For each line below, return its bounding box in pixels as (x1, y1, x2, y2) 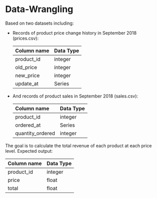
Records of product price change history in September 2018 (12, 30, 137, 36)
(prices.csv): (12, 35, 39, 41)
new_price (15, 72, 40, 79)
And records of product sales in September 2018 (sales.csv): (12, 93, 138, 99)
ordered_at (15, 122, 41, 129)
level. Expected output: (5, 148, 53, 154)
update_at (15, 80, 39, 87)
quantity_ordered (15, 130, 55, 137)
